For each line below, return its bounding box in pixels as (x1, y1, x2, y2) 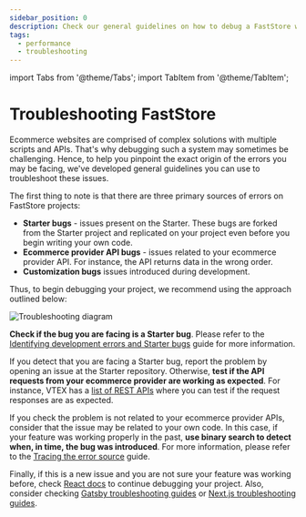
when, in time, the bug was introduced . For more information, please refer (9, 441, 291, 452)
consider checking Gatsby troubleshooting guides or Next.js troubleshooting (9, 488, 296, 499)
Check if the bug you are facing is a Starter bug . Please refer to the (9, 329, 265, 340)
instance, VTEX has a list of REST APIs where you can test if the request (9, 385, 280, 396)
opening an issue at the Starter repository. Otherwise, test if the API (9, 366, 265, 377)
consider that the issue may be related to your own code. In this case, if (9, 422, 278, 433)
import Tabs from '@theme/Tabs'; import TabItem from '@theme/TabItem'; (9, 72, 290, 83)
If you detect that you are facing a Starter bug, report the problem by (9, 356, 268, 367)
